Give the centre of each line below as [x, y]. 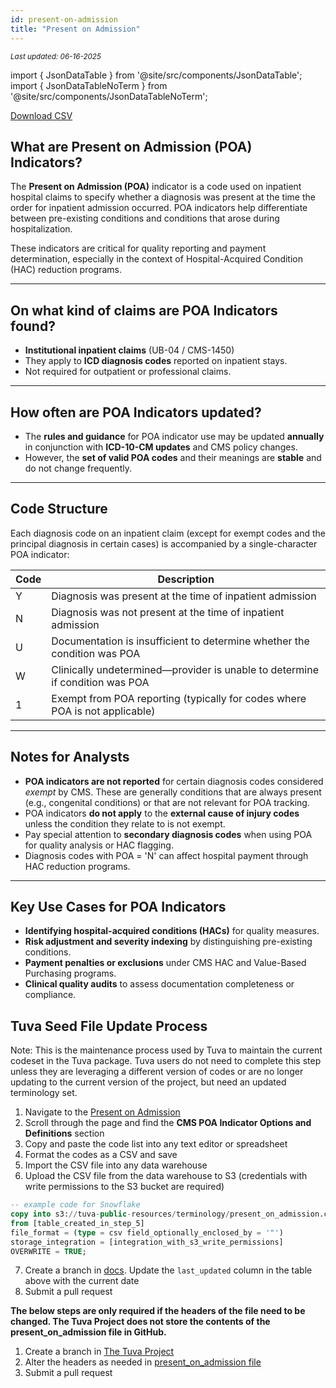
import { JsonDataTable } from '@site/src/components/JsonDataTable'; [156, 75]
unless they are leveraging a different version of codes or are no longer [157, 1072]
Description [186, 579]
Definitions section [64, 1133]
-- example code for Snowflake [75, 1205]
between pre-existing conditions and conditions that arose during [145, 218]
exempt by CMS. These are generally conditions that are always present [173, 792]
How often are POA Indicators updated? [136, 412]
